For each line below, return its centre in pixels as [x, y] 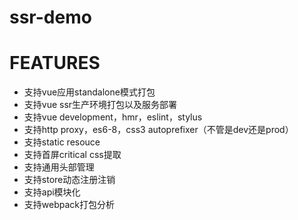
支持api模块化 [52, 192]
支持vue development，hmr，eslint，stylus [113, 117]
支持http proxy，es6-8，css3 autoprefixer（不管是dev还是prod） [158, 130]
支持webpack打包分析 [69, 205]
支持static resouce [62, 142]
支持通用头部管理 [59, 167]
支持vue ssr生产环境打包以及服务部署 [100, 105]
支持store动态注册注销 [69, 180]
